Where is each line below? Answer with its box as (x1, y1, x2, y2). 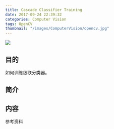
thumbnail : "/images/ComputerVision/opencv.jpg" (5, 26, 109, 31)
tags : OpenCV (5, 21, 33, 27)
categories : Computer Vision (5, 17, 67, 22)
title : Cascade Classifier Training (5, 7, 82, 13)
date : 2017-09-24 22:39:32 (5, 12, 62, 17)
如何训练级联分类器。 (5, 69, 49, 75)
